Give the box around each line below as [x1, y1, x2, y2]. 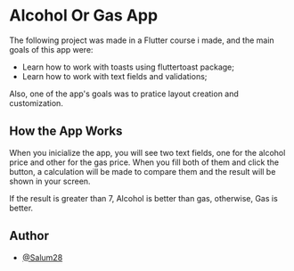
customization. [9, 97, 64, 108]
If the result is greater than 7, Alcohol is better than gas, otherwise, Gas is [9, 193, 278, 203]
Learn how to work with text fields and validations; [21, 70, 208, 81]
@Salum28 [21, 251, 63, 263]
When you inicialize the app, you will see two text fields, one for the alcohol [9, 147, 286, 158]
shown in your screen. [9, 176, 91, 186]
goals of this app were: [9, 44, 94, 54]
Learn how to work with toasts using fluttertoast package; [21, 62, 234, 72]
